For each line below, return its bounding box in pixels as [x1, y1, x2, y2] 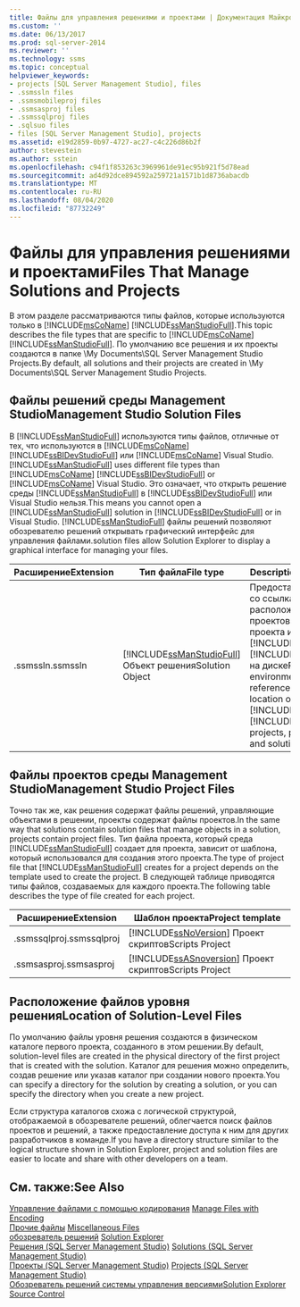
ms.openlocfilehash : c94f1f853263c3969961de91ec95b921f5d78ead [9, 163, 250, 172]
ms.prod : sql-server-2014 [9, 38, 105, 47]
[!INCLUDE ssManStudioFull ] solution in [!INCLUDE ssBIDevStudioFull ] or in [9, 507, 282, 517]
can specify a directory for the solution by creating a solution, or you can [9, 1079, 278, 1090]
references [249, 681, 296, 693]
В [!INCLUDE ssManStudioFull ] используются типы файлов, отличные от [9, 431, 279, 441]
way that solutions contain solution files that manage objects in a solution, [9, 824, 281, 835]
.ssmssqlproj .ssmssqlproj [13, 933, 121, 945]
